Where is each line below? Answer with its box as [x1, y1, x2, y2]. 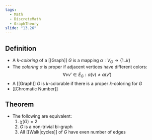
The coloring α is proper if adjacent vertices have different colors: [12, 64, 148, 70]
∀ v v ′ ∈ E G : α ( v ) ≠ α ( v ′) [63, 71, 112, 78]
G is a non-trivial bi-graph [19, 124, 73, 130]
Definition [5, 44, 36, 53]
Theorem [5, 100, 34, 108]
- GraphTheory [9, 21, 39, 26]
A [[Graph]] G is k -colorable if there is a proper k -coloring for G [12, 80, 143, 86]
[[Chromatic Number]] [12, 85, 58, 92]
